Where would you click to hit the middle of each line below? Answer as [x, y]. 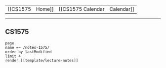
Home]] [45, 9]
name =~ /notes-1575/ [27, 47]
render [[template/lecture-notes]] [42, 60]
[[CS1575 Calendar [82, 9]
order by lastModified [28, 52]
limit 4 [13, 56]
